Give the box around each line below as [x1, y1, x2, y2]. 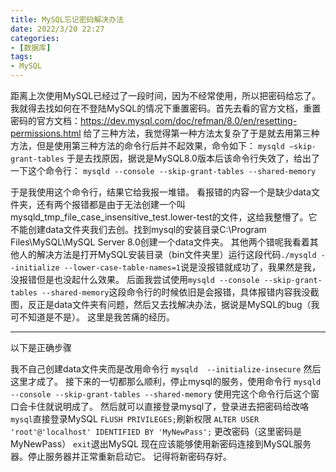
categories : [10, 33, 60, 43]
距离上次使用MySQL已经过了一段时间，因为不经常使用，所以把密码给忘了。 [10, 90, 322, 101]
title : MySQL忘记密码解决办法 [10, 14, 125, 25]
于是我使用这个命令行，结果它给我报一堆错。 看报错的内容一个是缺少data [10, 186, 312, 198]
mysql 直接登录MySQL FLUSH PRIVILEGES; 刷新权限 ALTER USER [10, 413, 260, 425]
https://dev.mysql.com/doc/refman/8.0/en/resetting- [80, 115, 298, 126]
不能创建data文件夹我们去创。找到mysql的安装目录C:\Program [10, 224, 267, 235]
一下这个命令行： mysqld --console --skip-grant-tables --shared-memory [10, 165, 317, 176]
